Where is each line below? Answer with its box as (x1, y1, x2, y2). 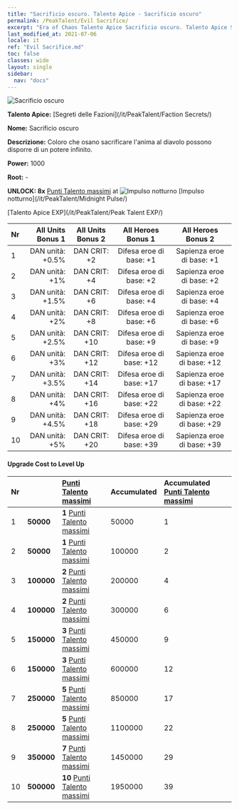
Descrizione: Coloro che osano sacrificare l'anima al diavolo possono (7, 138, 212, 146)
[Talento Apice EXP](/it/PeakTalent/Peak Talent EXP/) (7, 208, 164, 217)
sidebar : (7, 70, 33, 77)
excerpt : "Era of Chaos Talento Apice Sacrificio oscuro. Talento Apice (7, 24, 228, 31)
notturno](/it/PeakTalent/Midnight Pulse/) (7, 194, 128, 203)
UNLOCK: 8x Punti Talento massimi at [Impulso (7, 187, 205, 196)
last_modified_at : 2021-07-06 (7, 30, 97, 38)
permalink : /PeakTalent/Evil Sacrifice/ (7, 17, 129, 24)
